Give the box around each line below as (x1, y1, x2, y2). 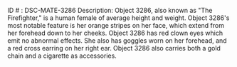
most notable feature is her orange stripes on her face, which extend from (7, 21, 224, 29)
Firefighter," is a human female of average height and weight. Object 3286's (7, 14, 230, 22)
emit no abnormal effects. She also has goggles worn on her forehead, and (7, 36, 227, 45)
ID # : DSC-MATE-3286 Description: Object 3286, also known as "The (7, 6, 213, 14)
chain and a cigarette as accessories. (7, 51, 117, 60)
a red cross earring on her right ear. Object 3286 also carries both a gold (7, 44, 221, 52)
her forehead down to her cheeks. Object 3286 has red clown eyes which (7, 29, 223, 37)
